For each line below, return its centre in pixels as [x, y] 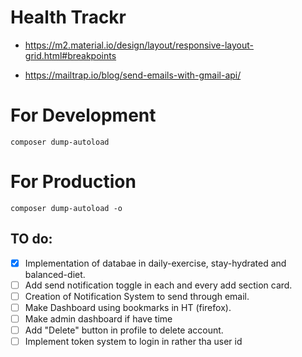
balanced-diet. [55, 274]
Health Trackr [68, 17]
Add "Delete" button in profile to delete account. [124, 330]
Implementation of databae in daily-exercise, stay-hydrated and [155, 263]
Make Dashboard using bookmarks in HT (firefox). [128, 307]
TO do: [31, 239]
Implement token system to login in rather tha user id [133, 341]
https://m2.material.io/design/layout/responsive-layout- [139, 45]
